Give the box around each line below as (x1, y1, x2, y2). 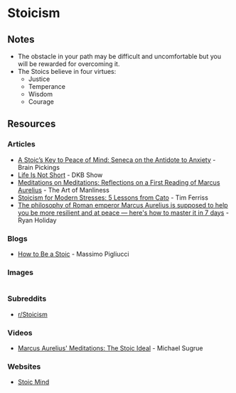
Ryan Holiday (17, 215, 57, 225)
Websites (7, 361, 41, 371)
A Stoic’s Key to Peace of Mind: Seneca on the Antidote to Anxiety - (17, 155, 216, 164)
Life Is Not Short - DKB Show (17, 171, 103, 179)
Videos (7, 328, 33, 338)
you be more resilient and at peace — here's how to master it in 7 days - (17, 208, 230, 217)
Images (7, 267, 34, 277)
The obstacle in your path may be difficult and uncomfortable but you (17, 52, 222, 60)
